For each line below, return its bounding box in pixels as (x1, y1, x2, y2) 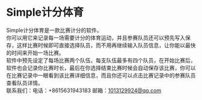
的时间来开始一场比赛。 (6, 49, 64, 56)
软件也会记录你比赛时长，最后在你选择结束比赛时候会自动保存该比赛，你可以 (6, 64, 196, 71)
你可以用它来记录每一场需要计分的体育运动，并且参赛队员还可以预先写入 (6, 34, 185, 41)
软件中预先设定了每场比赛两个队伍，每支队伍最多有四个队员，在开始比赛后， (6, 57, 196, 64)
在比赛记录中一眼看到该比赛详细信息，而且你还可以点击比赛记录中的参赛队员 (6, 72, 196, 79)
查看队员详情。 (6, 79, 43, 86)
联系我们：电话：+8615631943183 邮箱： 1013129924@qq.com (6, 87, 162, 94)
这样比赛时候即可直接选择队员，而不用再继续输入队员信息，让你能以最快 (16, 42, 196, 49)
